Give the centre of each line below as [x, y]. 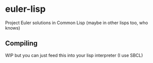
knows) [13, 28]
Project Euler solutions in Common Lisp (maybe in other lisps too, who [77, 23]
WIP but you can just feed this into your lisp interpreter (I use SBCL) [74, 55]
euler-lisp [25, 9]
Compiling [22, 44]
